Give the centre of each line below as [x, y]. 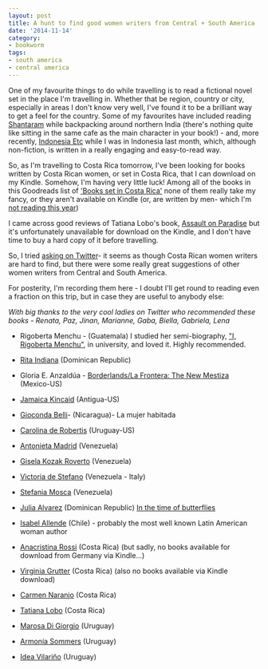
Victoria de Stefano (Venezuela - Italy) [83, 477]
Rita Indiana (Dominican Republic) [75, 359]
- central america [39, 68]
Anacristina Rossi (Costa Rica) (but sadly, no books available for [125, 547]
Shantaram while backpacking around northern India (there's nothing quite [131, 124]
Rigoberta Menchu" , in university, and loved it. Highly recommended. [133, 344]
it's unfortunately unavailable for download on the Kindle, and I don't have [130, 232]
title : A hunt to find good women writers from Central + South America [132, 23]
